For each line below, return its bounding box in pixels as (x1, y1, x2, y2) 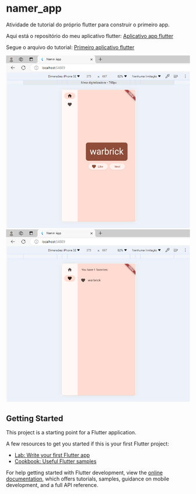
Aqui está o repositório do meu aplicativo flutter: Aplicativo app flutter (6, 32, 174, 39)
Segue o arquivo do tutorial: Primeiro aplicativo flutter (6, 43, 135, 51)
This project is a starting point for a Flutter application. (6, 429, 136, 436)
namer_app (6, 2, 62, 15)
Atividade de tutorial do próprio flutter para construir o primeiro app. (6, 21, 170, 28)
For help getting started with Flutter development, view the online (6, 469, 163, 476)
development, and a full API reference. (6, 482, 99, 489)
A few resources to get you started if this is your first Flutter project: (6, 440, 169, 447)
